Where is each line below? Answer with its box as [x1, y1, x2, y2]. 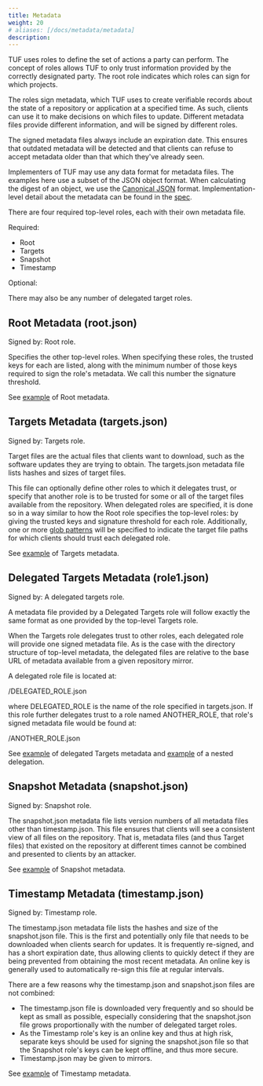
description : [8, 33, 51, 42]
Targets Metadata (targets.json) [8, 415, 168, 429]
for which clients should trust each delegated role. [8, 533, 171, 543]
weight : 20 [8, 19, 44, 27]
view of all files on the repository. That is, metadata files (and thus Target [8, 832, 245, 842]
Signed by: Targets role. [8, 436, 86, 445]
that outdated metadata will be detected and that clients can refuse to [8, 144, 234, 153]
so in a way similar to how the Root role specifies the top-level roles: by [8, 508, 239, 517]
